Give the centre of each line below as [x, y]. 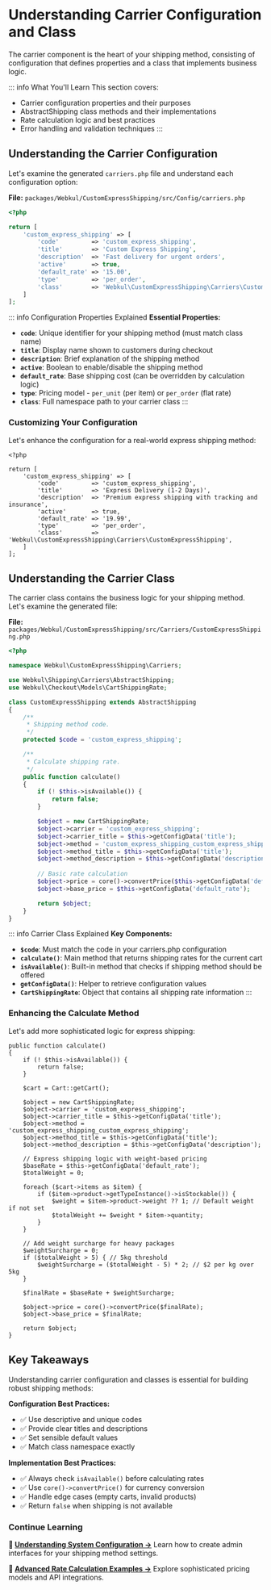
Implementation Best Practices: [63, 1462]
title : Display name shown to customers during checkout [117, 350]
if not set [27, 1208]
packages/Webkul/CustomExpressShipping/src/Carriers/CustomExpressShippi [135, 630]
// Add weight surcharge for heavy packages [99, 1243]
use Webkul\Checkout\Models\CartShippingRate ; [88, 688]
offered [32, 975]
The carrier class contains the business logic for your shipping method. [127, 598]
